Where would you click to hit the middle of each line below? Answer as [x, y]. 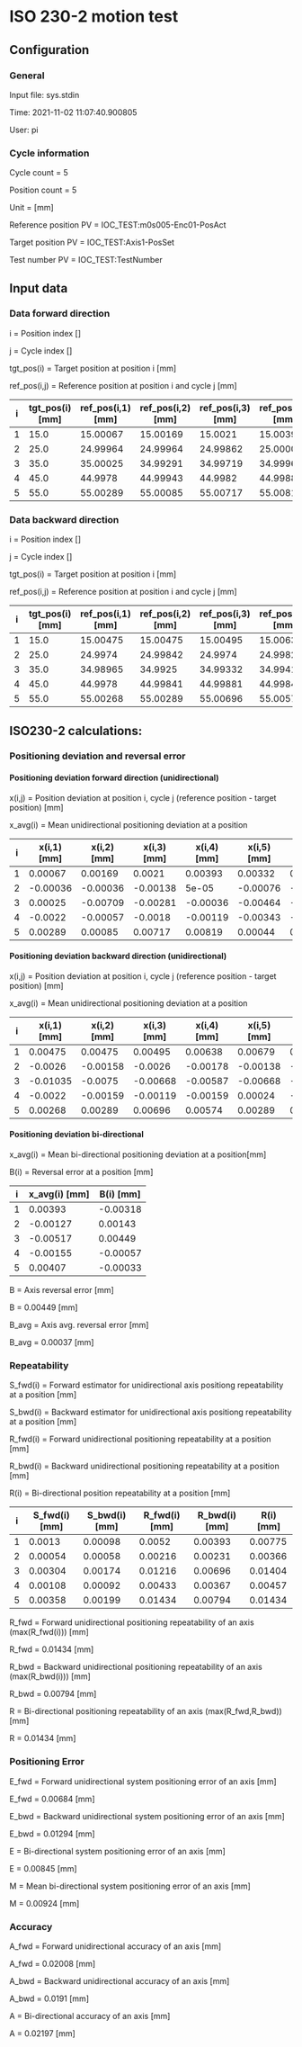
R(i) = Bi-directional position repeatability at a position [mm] [120, 1493]
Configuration [49, 50]
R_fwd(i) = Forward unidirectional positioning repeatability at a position [140, 1439]
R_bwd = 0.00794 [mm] [53, 1694]
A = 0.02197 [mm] [43, 2033]
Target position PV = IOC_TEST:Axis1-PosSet [92, 242]
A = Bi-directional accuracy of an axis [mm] [90, 2016]
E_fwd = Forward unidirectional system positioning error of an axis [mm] [143, 1781]
